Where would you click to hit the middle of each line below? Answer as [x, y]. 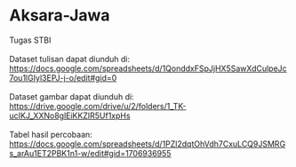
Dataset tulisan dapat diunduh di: [70, 59]
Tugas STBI [30, 40]
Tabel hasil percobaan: [51, 134]
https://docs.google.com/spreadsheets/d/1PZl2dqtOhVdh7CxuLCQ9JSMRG [148, 144]
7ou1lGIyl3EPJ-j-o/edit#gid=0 [63, 77]
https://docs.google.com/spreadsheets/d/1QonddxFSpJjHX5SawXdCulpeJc [148, 68]
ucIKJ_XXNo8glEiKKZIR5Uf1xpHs [70, 115]
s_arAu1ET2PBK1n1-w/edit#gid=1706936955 [90, 153]
